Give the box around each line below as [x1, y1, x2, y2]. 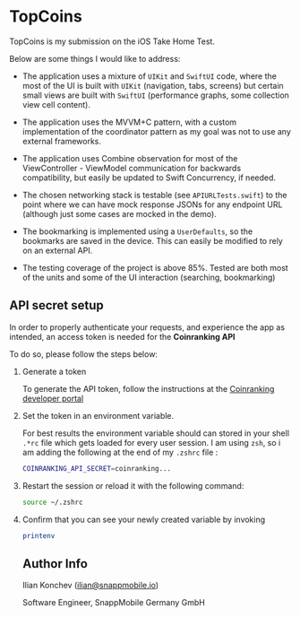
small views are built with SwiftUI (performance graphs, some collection [21, 90, 289, 100]
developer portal [21, 393, 84, 404]
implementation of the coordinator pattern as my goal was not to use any [21, 126, 291, 136]
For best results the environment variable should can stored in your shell [21, 428, 289, 439]
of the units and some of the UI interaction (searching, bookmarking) [21, 272, 276, 282]
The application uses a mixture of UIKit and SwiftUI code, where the [21, 70, 278, 82]
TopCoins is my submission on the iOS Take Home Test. [9, 36, 215, 47]
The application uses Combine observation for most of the [21, 152, 238, 163]
